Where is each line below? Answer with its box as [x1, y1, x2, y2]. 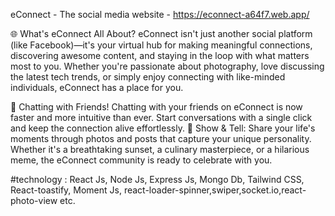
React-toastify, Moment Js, [10, 184, 122, 196]
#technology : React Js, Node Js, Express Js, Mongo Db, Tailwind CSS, [10, 174, 305, 185]
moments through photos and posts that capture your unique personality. [10, 133, 312, 144]
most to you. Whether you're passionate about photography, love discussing [10, 60, 325, 72]
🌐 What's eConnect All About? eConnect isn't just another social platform [10, 28, 313, 39]
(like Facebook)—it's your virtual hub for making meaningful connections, [10, 39, 313, 51]
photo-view [10, 195, 58, 206]
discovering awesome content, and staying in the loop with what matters [10, 50, 310, 61]
